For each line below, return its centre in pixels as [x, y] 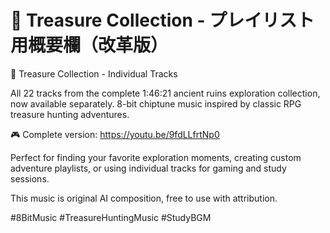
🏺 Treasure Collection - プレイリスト [162, 20]
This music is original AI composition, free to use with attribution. [144, 198]
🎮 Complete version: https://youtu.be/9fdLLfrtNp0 [115, 134]
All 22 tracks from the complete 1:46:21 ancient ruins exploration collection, [165, 93]
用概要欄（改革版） [89, 45]
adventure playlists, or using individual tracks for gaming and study [148, 168]
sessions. [30, 178]
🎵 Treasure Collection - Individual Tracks [94, 73]
